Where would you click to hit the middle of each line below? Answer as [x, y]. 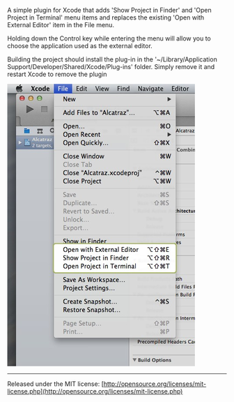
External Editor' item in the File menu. [61, 25]
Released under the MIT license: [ [56, 384]
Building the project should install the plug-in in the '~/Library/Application [112, 59]
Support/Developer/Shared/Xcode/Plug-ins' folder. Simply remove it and [111, 67]
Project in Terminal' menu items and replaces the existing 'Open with [106, 17]
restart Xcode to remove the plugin [57, 74]
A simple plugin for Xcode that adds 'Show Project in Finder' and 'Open [109, 10]
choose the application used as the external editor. [80, 46]
